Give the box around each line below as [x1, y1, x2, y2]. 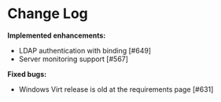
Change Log [7, 5, 88, 23]
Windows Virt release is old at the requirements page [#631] [18, 84, 214, 94]
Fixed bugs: [7, 69, 47, 78]
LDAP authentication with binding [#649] [18, 46, 151, 55]
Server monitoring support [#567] [18, 54, 129, 64]
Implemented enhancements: [7, 31, 106, 40]
